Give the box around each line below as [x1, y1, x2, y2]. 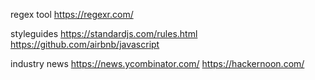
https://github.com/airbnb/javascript [10, 39, 160, 50]
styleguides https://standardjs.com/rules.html [10, 28, 198, 39]
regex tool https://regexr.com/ [10, 9, 134, 20]
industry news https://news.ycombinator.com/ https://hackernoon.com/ [10, 58, 305, 69]
